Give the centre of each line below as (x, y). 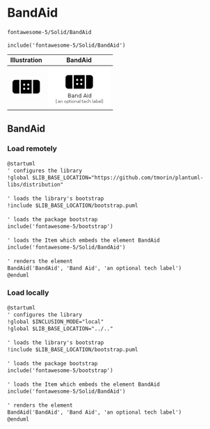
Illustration (26, 60)
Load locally (28, 292)
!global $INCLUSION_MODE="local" (56, 322)
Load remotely (32, 148)
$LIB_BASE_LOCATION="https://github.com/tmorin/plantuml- (118, 178)
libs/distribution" (35, 185)
